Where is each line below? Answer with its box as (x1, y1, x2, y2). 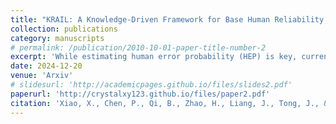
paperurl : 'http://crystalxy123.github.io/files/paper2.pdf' (10, 89, 271, 99)
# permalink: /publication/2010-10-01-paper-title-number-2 (10, 42, 267, 53)
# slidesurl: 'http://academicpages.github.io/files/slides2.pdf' (10, 80, 293, 90)
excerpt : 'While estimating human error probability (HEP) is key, (10, 52, 298, 62)
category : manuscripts (10, 33, 105, 43)
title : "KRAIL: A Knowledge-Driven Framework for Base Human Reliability (10, 14, 325, 25)
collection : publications (10, 24, 118, 34)
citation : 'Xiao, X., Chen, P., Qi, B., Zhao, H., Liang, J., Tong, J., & (10, 98, 329, 108)
